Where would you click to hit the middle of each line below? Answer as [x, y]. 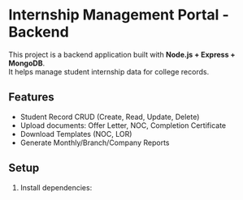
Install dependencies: [56, 187]
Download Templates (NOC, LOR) [76, 134]
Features [31, 98]
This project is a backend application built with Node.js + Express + [122, 54]
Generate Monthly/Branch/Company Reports [95, 143]
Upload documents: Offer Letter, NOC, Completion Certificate [123, 125]
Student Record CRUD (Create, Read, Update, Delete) [110, 117]
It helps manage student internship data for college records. [109, 71]
